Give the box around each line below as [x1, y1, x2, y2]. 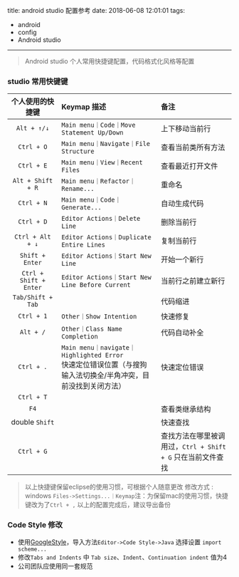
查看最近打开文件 [161, 161, 218, 171]
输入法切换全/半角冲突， [61, 370, 143, 380]
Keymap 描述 [61, 102, 107, 112]
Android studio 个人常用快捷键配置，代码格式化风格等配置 [24, 57, 195, 66]
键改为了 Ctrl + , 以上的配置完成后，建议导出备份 [24, 501, 171, 509]
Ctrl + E [18, 162, 48, 170]
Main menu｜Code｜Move [61, 121, 136, 130]
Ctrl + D [18, 218, 48, 226]
